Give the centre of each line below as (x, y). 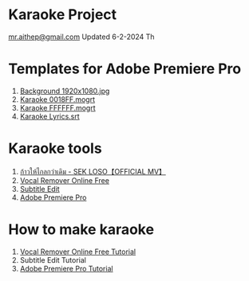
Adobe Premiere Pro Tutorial (66, 268)
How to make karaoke (81, 229)
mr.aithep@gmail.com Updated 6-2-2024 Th (81, 37)
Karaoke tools (55, 148)
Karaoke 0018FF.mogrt (57, 99)
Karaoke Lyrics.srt (49, 116)
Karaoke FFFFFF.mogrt (57, 107)
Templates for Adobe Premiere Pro (125, 69)
